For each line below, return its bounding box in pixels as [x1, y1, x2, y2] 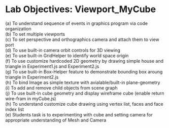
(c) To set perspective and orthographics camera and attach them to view [5, 36, 159, 42]
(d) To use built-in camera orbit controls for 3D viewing [5, 47, 120, 53]
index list [5, 106, 24, 112]
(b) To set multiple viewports [5, 31, 65, 37]
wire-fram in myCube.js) [5, 95, 56, 102]
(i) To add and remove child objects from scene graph [5, 84, 118, 91]
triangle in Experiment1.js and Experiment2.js [5, 63, 99, 69]
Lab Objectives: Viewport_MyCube [5, 4, 156, 15]
